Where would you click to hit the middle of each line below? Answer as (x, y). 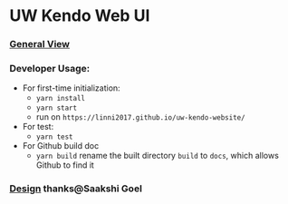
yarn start (57, 108)
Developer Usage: (50, 69)
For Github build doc (61, 146)
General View (40, 44)
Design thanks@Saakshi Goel (76, 189)
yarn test (55, 137)
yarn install (61, 99)
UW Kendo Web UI (80, 16)
